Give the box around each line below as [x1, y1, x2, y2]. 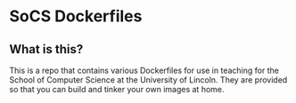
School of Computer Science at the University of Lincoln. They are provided [9, 75, 288, 85]
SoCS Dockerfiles [9, 6, 143, 27]
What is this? [9, 42, 84, 57]
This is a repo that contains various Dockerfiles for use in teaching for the [9, 65, 279, 75]
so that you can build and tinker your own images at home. [9, 84, 225, 94]
